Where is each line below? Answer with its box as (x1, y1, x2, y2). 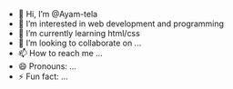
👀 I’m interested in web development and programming (17, 18, 225, 29)
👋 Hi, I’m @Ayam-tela (17, 9, 98, 19)
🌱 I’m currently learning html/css (17, 28, 141, 38)
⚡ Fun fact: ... (17, 71, 68, 82)
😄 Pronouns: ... (17, 61, 77, 72)
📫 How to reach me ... (17, 48, 103, 58)
